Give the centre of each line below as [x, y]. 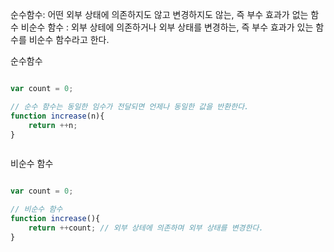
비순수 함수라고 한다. [69, 39]
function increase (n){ [57, 116]
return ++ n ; [53, 125]
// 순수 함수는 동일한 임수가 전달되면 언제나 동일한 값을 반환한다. [130, 106]
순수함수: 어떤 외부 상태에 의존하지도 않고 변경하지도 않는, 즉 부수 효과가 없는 [159, 14]
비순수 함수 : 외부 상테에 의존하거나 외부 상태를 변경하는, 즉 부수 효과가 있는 [167, 27]
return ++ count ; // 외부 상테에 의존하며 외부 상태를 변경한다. [146, 228]
